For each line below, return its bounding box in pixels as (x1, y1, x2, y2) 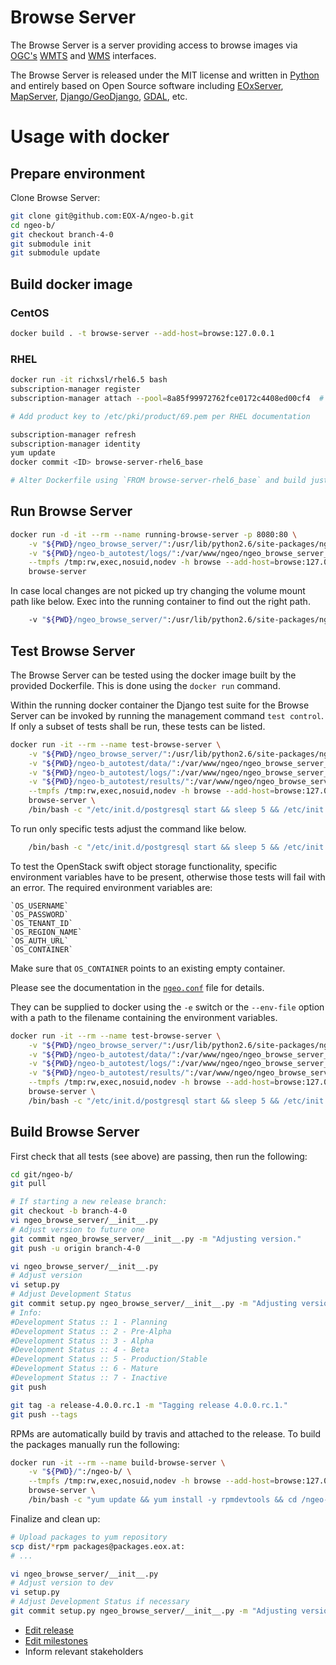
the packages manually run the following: (10, 1438, 180, 1450)
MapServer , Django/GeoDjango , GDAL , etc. (10, 90, 188, 102)
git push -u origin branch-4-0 (10, 1243, 141, 1253)
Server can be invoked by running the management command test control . (10, 709, 325, 721)
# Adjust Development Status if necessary (10, 1597, 190, 1607)
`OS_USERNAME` (10, 901, 70, 911)
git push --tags (10, 1409, 78, 1420)
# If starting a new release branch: (10, 1197, 168, 1207)
